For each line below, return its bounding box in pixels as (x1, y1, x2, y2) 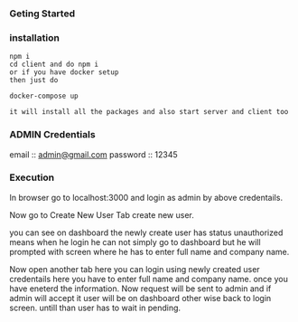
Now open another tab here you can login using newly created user (9, 263, 260, 274)
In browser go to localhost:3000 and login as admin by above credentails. (9, 192, 283, 203)
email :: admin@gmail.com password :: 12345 (9, 148, 178, 160)
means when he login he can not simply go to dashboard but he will (9, 236, 261, 247)
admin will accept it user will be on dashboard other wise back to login (9, 292, 272, 303)
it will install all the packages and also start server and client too (9, 108, 289, 117)
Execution (9, 171, 55, 184)
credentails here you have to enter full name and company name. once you (9, 273, 289, 284)
